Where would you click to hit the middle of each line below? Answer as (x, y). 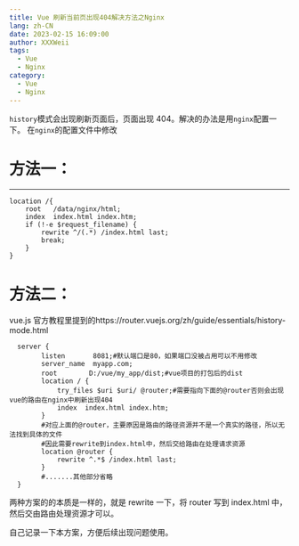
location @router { (77, 452)
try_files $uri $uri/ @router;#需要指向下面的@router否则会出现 (170, 391)
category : (28, 76)
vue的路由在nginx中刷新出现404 (61, 400)
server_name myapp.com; (87, 364)
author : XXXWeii (39, 42)
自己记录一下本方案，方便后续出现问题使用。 (91, 533)
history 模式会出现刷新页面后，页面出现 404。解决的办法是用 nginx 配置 (139, 118)
